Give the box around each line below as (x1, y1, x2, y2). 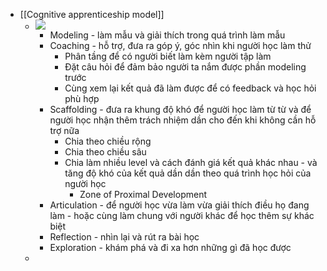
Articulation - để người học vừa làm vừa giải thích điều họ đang (49, 199, 310, 211)
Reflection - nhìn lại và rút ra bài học (49, 231, 200, 243)
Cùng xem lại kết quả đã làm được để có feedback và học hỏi (64, 82, 317, 94)
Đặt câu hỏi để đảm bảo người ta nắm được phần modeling (64, 61, 307, 73)
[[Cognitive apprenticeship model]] (19, 9, 165, 20)
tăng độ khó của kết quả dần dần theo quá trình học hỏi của (64, 167, 312, 179)
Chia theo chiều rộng (64, 135, 152, 147)
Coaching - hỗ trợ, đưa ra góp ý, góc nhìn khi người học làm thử (49, 40, 312, 51)
